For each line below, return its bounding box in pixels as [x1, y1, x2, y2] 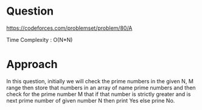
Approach [6, 58, 58, 71]
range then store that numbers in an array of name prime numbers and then [6, 84, 196, 91]
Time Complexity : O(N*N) [6, 36, 73, 43]
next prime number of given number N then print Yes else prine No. [6, 97, 175, 104]
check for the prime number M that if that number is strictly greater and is [6, 90, 191, 98]
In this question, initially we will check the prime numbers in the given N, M [6, 77, 193, 84]
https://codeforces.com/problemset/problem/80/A [6, 24, 133, 32]
